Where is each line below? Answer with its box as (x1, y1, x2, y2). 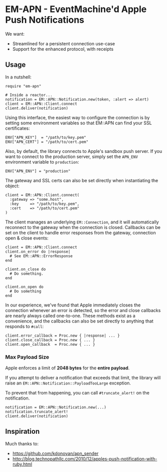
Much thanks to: (5, 440, 39, 446)
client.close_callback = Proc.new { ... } (5, 337, 95, 343)
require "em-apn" (5, 84, 42, 89)
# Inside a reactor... (5, 92, 53, 98)
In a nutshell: (5, 74, 32, 80)
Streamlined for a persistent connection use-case (12, 40, 115, 46)
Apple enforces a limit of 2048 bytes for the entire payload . (5, 365, 130, 371)
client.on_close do (5, 267, 46, 272)
